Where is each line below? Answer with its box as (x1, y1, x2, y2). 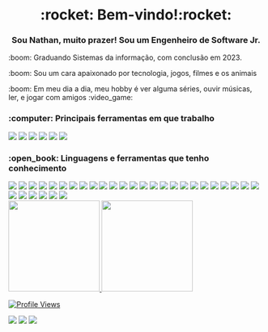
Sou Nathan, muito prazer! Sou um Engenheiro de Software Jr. (11, 35, 261, 46)
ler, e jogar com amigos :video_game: (8, 93, 134, 103)
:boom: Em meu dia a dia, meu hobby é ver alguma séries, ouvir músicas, (8, 84, 253, 94)
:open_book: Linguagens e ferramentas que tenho (8, 152, 210, 163)
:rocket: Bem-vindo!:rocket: (40, 6, 232, 24)
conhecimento (8, 162, 67, 174)
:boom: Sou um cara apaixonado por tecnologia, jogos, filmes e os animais (8, 69, 257, 78)
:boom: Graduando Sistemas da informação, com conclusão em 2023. (8, 53, 243, 62)
